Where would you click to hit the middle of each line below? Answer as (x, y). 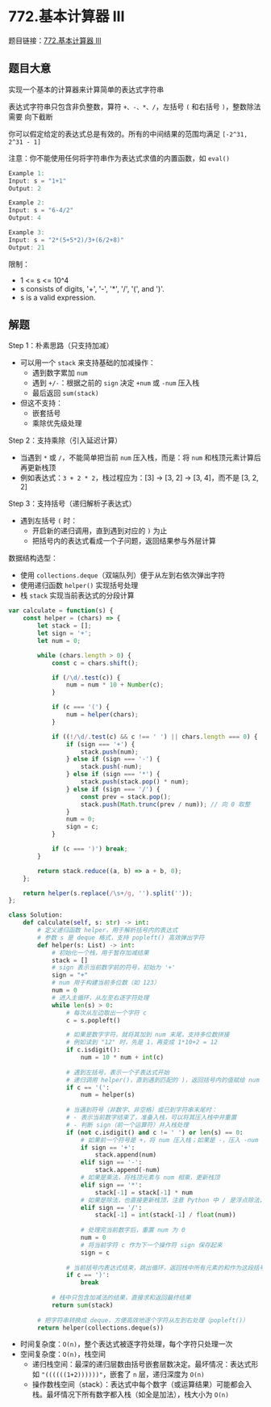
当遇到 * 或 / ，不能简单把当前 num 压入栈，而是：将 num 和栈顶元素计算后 (140, 458)
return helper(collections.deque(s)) (100, 1328)
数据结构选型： (33, 558)
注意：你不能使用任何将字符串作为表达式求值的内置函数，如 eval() (119, 157)
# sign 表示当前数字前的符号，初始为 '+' (113, 968)
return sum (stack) (82, 1305)
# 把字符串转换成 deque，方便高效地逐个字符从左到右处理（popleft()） (143, 1320)
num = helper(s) (108, 1095)
